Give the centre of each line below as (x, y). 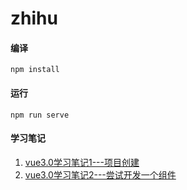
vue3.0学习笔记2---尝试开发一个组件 (100, 174)
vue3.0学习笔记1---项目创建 (82, 162)
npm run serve (40, 115)
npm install (35, 70)
